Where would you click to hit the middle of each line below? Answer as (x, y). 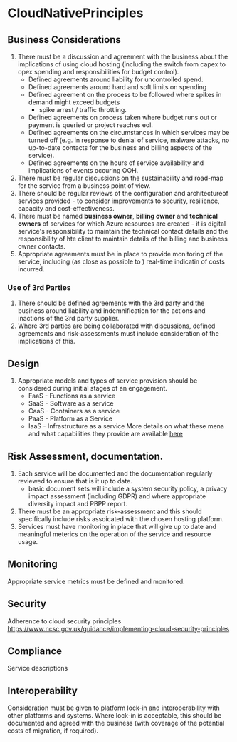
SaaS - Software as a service (71, 403)
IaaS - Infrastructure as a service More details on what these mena (126, 426)
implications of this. (46, 341)
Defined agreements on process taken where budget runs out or (123, 117)
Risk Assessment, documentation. (85, 456)
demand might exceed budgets (74, 102)
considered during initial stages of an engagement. (92, 388)
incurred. (31, 269)
